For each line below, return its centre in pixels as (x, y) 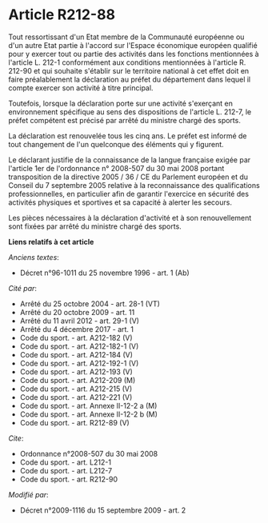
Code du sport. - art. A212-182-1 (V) (79, 346)
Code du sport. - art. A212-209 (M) (78, 380)
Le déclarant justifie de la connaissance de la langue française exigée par (130, 160)
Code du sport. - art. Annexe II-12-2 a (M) (88, 405)
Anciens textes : (34, 257)
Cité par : (23, 288)
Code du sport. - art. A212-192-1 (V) (79, 363)
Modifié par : (29, 494)
